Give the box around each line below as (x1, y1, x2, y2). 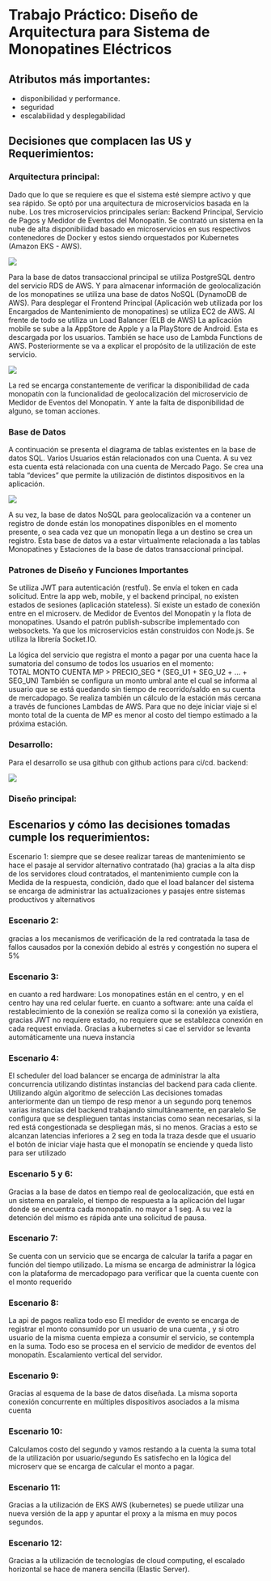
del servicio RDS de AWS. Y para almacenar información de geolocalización (8, 281, 261, 290)
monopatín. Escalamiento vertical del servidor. (8, 1350, 163, 1360)
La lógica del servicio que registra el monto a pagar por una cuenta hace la (8, 650, 259, 660)
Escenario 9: (8, 1370, 59, 1381)
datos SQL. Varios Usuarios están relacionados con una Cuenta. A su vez (8, 453, 252, 463)
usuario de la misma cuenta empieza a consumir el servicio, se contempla (8, 1333, 255, 1342)
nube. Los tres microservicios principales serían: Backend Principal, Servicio (8, 206, 264, 216)
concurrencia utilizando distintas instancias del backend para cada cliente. (8, 1079, 257, 1089)
